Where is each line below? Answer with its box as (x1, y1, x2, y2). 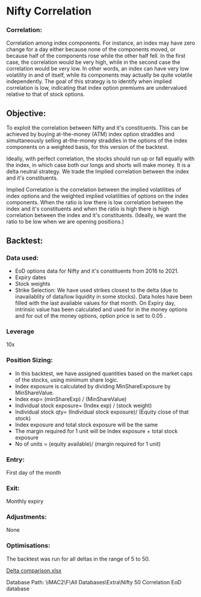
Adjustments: (6, 513, 47, 521)
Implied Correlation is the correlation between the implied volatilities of (6, 186, 182, 194)
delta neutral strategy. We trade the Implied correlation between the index (6, 168, 190, 175)
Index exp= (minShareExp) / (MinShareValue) (14, 395, 127, 402)
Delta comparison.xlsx (6, 567, 62, 574)
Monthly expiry (6, 497, 44, 505)
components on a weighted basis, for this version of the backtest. (6, 144, 169, 151)
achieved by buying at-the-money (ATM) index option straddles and (6, 131, 175, 138)
